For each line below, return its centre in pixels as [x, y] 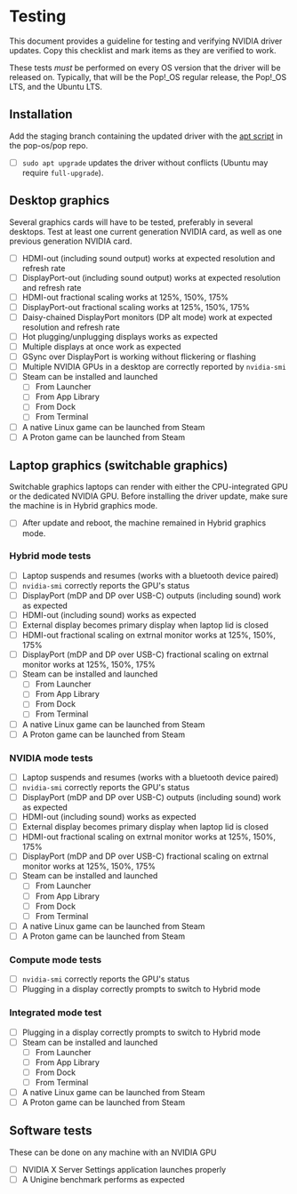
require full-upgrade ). [63, 172]
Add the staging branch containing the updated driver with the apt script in [146, 136]
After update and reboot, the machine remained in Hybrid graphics [144, 523]
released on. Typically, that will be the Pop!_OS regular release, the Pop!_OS [148, 76]
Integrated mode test [56, 1013]
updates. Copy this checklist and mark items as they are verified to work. [143, 50]
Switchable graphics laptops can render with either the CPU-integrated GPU [149, 487]
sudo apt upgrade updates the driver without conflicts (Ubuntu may [145, 163]
